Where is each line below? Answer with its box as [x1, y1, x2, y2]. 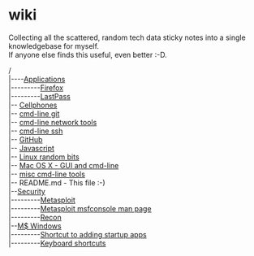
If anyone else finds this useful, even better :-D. [8, 50, 168, 59]
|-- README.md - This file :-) [8, 177, 105, 188]
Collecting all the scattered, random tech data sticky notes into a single [8, 33, 246, 42]
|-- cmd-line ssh [8, 126, 63, 136]
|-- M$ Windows [8, 221, 62, 231]
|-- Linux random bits [8, 152, 80, 162]
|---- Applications [8, 74, 66, 84]
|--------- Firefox [8, 83, 63, 93]
